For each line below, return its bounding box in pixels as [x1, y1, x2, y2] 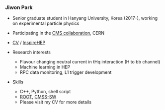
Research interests [12, 49, 51, 55]
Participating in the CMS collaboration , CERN [12, 30, 105, 36]
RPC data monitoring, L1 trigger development [19, 69, 112, 75]
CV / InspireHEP [12, 40, 46, 46]
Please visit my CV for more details [19, 99, 92, 105]
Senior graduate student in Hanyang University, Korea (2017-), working [12, 15, 158, 21]
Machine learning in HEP [19, 64, 71, 70]
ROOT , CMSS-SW [19, 94, 57, 100]
